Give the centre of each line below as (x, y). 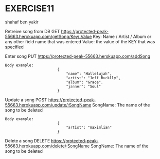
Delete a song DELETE (27, 141)
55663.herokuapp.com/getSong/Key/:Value (49, 36)
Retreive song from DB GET (33, 31)
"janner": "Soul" (83, 86)
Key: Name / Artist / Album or (122, 36)
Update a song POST (26, 100)
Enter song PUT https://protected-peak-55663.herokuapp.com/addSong (78, 56)
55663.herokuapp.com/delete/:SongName (47, 146)
